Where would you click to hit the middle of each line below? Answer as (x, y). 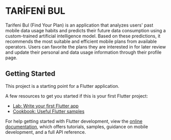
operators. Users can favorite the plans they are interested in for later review (86, 46)
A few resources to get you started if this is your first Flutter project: (77, 96)
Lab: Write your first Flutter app (46, 106)
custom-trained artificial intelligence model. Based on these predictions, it (83, 36)
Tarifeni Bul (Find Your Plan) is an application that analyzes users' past (79, 25)
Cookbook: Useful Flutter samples (48, 111)
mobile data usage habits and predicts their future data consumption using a (86, 30)
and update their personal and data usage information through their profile (83, 52)
